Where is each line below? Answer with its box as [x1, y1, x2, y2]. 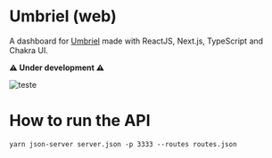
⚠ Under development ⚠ [9, 62, 105, 73]
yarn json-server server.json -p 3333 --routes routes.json [9, 139, 238, 148]
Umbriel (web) [9, 6, 118, 27]
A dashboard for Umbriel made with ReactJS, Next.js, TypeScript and [9, 36, 264, 46]
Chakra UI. [9, 44, 49, 55]
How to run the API [9, 111, 151, 130]
